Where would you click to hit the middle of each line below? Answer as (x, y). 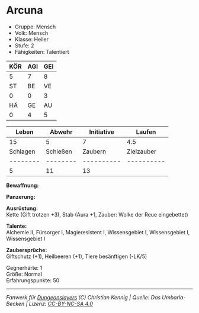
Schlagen (22, 151)
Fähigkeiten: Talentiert (42, 51)
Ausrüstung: (22, 208)
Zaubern (94, 151)
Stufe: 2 (24, 46)
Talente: (17, 226)
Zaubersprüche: (27, 250)
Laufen (146, 132)
